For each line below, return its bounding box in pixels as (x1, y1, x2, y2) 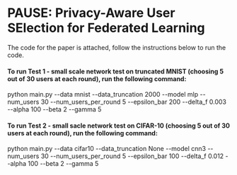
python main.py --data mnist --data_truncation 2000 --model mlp (7, 90, 199, 99)
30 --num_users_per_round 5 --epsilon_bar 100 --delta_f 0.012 (40, 152, 224, 160)
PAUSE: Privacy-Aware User (7, 5, 175, 21)
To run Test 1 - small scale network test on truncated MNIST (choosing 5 (7, 67, 224, 76)
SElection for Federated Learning (7, 20, 205, 36)
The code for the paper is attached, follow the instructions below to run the (7, 43, 226, 52)
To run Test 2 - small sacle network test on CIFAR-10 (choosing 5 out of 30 (7, 121, 230, 130)
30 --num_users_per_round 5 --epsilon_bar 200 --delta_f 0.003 (40, 97, 226, 107)
